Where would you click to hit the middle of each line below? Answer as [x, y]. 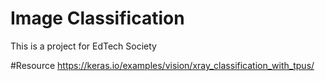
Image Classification [97, 18]
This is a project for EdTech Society [83, 46]
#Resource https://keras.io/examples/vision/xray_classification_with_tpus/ [162, 65]
